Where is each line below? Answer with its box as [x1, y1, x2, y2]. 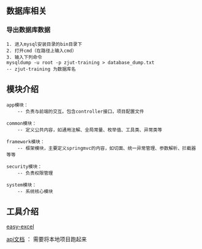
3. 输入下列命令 [6, 54, 42, 60]
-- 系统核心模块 [17, 188, 53, 195]
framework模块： [6, 138, 45, 145]
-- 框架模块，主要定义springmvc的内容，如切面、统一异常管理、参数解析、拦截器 [17, 145, 196, 151]
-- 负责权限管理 [17, 170, 53, 176]
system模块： [6, 182, 37, 188]
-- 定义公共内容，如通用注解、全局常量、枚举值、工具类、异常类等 [17, 127, 162, 133]
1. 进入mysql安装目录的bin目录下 [6, 41, 83, 47]
